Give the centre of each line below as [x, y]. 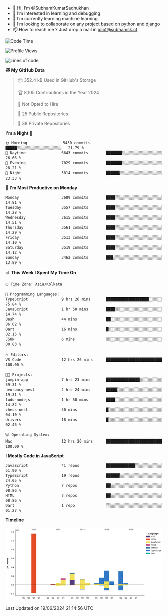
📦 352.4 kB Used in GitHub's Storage [57, 80]
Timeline [15, 520]
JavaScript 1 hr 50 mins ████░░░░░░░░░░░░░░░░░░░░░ [84, 309]
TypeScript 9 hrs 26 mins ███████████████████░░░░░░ [84, 299]
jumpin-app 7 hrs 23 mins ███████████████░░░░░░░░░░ [84, 380]
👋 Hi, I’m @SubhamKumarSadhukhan [51, 8]
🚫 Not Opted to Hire [38, 104]
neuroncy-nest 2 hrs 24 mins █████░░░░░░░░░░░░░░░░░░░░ [84, 390]
